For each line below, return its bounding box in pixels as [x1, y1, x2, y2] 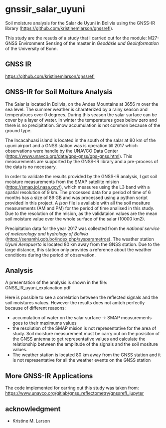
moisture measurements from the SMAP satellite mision [5, 179, 119, 185]
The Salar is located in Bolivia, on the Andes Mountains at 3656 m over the [5, 101, 159, 107]
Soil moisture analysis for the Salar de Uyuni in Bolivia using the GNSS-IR [5, 20, 156, 26]
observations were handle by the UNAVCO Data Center [5, 148, 119, 154]
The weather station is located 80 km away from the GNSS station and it [12, 352, 161, 358]
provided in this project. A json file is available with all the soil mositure [5, 200, 151, 206]
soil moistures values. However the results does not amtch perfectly [5, 300, 145, 306]
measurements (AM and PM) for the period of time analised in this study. [5, 205, 155, 211]
